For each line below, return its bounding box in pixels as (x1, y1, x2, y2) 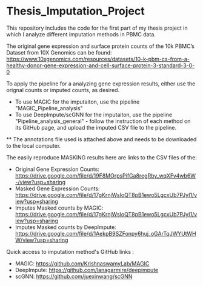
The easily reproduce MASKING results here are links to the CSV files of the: (6, 153, 197, 161)
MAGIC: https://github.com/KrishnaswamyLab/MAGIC (15, 259, 150, 267)
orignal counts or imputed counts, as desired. (6, 86, 120, 93)
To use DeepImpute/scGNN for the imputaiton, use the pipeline (15, 111, 173, 118)
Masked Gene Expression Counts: (15, 185, 100, 192)
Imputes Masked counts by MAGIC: (15, 204, 104, 211)
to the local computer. (6, 142, 61, 149)
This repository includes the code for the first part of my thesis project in (6, 24, 188, 32)
